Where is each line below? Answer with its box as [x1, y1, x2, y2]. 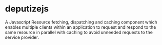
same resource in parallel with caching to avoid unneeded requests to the [5, 29, 153, 35]
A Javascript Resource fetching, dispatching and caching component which [5, 19, 158, 25]
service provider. [5, 34, 39, 40]
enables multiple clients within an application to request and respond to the [5, 24, 156, 30]
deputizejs [5, 3, 49, 14]
